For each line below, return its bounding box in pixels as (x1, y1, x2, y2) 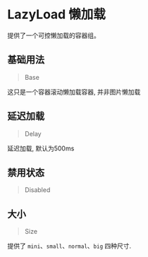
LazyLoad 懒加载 (7, 6, 106, 23)
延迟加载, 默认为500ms (7, 144, 75, 153)
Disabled (24, 186, 51, 194)
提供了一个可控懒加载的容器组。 (7, 31, 100, 40)
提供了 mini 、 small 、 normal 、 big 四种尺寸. (7, 241, 132, 251)
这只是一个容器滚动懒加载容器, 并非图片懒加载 (7, 88, 141, 96)
